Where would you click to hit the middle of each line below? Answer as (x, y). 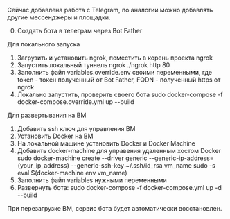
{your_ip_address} (43, 165)
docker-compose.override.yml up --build (76, 102)
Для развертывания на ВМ (47, 115)
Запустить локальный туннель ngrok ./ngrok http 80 (94, 65)
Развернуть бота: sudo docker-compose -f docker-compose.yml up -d (119, 187)
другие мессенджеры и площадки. (59, 17)
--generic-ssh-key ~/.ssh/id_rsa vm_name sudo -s (143, 165)
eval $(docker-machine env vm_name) (72, 173)
